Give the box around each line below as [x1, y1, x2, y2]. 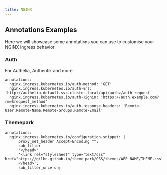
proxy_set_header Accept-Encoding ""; [18, 139, 99, 144]
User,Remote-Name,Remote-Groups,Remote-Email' [5, 108, 103, 113]
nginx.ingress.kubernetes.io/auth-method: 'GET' [9, 81, 112, 87]
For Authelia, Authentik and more [5, 67, 73, 73]
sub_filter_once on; [18, 165, 61, 170]
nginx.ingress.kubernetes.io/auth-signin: [9, 95, 99, 100]
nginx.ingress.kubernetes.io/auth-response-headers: [9, 103, 121, 108]
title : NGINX [5, 7, 32, 12]
